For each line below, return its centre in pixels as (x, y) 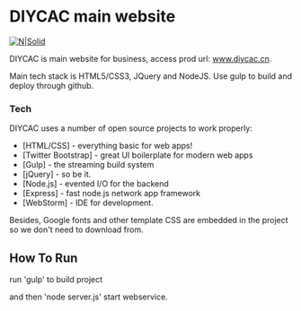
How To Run (44, 258)
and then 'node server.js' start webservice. (89, 297)
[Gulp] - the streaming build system (88, 165)
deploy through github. (52, 85)
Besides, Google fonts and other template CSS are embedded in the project (149, 220)
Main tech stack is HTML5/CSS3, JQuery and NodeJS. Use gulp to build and (151, 76)
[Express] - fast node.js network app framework (111, 194)
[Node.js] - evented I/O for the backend (95, 184)
